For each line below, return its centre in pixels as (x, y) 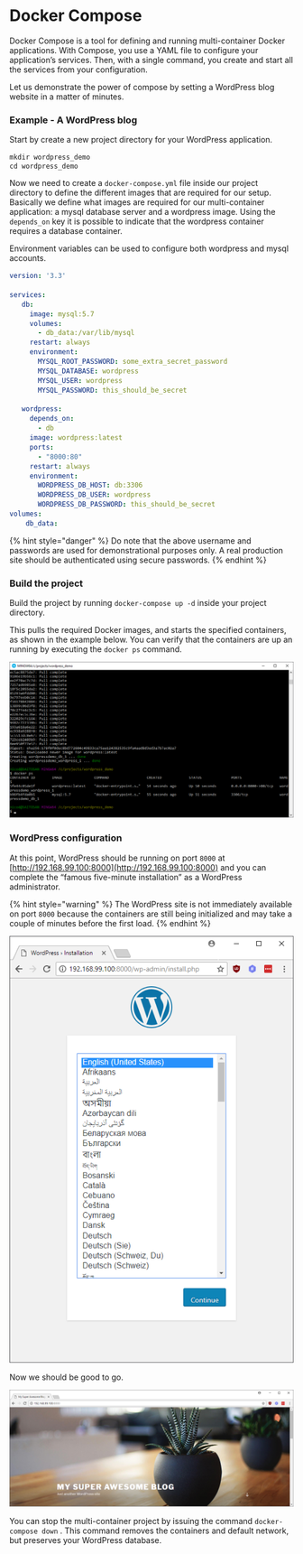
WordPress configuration (66, 838)
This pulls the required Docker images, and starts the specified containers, (148, 630)
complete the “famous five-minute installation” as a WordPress (126, 877)
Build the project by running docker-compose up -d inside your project (138, 603)
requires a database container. (66, 231)
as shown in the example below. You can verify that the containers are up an (151, 640)
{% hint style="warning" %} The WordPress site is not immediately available (151, 904)
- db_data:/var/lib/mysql (86, 333)
